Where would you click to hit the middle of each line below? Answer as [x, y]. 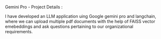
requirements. [19, 32]
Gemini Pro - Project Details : [34, 7]
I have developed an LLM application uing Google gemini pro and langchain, [80, 16]
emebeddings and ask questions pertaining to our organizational [69, 26]
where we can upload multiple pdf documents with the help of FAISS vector [80, 21]
